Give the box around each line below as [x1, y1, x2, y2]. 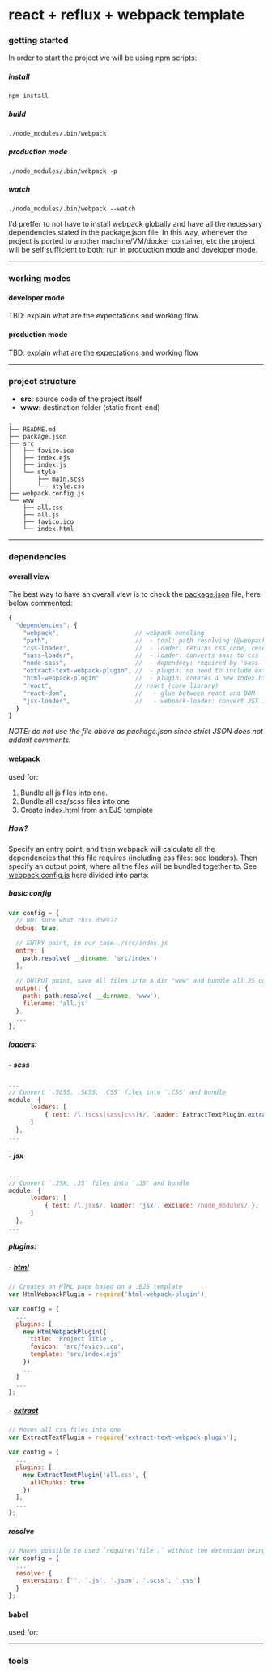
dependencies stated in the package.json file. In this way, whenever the [8, 227, 248, 237]
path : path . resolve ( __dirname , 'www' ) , [23, 992, 161, 1000]
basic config [8, 888, 52, 898]
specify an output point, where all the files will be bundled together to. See [8, 861, 257, 871]
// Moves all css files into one [8, 1426, 121, 1434]
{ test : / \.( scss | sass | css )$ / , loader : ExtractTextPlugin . [44, 1111, 249, 1119]
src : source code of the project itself [19, 394, 142, 404]
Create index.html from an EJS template [19, 805, 154, 814]
